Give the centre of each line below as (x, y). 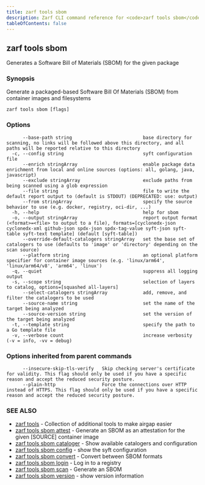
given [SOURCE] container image (57, 437)
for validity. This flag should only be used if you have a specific (97, 374)
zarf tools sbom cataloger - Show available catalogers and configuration (106, 443)
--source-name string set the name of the (109, 303)
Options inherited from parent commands (69, 356)
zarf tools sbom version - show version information (79, 476)
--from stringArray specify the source (107, 202)
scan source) (23, 250)
